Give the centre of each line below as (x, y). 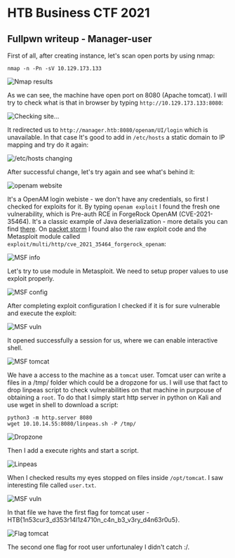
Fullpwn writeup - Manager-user (80, 39)
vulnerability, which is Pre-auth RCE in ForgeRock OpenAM (92, 214)
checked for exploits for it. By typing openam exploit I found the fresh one (114, 206)
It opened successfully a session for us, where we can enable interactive (113, 340)
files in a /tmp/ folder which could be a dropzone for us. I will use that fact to (117, 383)
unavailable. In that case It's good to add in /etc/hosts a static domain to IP (116, 137)
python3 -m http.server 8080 (50, 418)
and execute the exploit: (42, 313)
